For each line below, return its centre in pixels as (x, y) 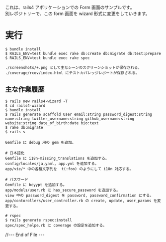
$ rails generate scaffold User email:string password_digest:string (79, 114)
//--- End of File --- (25, 235)
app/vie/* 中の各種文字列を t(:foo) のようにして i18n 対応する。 (69, 169)
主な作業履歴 (25, 90)
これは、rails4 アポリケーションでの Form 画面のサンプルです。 (70, 7)
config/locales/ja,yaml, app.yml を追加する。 (52, 164)
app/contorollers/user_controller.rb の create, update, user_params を (81, 201)
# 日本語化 (15, 153)
